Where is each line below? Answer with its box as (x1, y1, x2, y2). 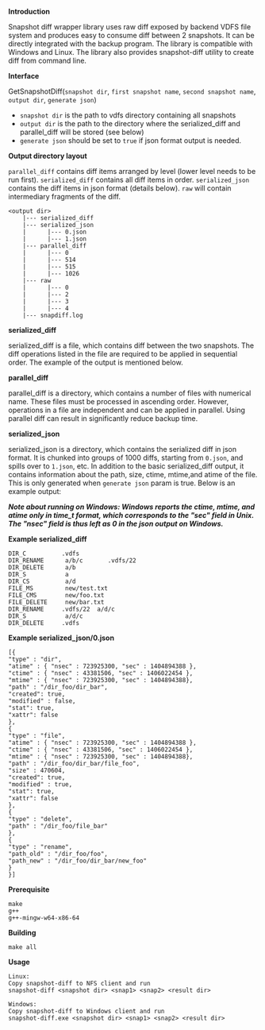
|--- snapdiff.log (22, 311, 83, 319)
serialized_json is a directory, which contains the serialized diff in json (8, 445, 237, 453)
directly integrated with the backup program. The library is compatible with (8, 39, 253, 48)
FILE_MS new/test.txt (8, 584, 109, 592)
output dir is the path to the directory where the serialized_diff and (19, 119, 240, 128)
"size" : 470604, (8, 766, 66, 774)
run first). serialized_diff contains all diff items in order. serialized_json (8, 175, 250, 184)
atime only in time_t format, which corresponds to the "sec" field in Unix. (8, 511, 254, 519)
